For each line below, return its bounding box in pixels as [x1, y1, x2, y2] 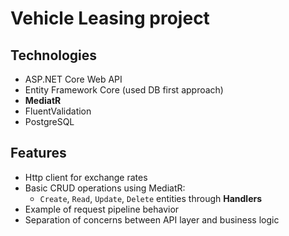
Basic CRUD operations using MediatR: [24, 182, 186, 194]
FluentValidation [24, 105, 92, 117]
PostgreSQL [24, 116, 75, 127]
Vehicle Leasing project [10, 7, 210, 30]
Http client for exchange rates [24, 171, 148, 183]
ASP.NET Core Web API [24, 73, 123, 85]
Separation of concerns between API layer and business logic [24, 213, 280, 226]
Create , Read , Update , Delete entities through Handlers [39, 192, 263, 204]
